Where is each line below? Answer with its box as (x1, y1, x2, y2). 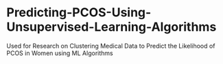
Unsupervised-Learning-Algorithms (6, 19, 217, 35)
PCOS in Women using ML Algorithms (6, 49, 114, 57)
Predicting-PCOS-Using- (6, 5, 152, 20)
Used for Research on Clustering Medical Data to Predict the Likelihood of (6, 42, 215, 50)
